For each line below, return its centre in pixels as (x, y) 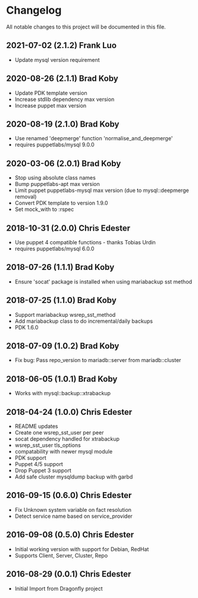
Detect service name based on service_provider (73, 516)
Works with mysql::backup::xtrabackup (63, 394)
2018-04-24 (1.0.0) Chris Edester (69, 412)
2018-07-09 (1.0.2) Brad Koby (63, 346)
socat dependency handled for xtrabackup (67, 439)
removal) (26, 197)
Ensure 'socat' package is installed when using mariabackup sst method (103, 281)
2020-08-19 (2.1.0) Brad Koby (63, 124)
